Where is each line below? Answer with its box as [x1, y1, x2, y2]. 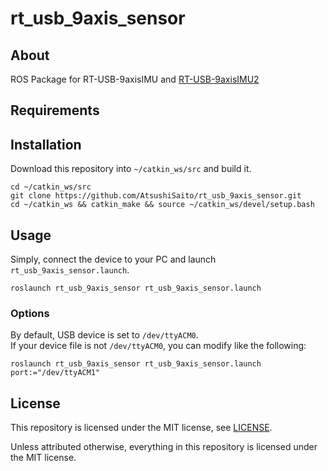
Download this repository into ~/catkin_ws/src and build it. [10, 163, 252, 175]
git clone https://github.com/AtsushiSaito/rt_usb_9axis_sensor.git [10, 191, 302, 201]
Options [10, 306, 50, 320]
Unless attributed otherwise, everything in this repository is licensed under [10, 441, 318, 453]
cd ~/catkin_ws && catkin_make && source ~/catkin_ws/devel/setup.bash [10, 200, 315, 210]
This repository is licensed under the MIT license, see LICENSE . [10, 422, 273, 434]
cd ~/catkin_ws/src [10, 182, 92, 192]
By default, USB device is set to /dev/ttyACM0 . [10, 329, 199, 341]
